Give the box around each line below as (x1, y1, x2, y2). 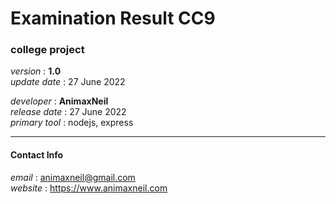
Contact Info (10, 149, 64, 161)
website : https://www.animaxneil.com (10, 182, 168, 194)
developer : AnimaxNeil (10, 95, 109, 107)
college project (10, 43, 85, 57)
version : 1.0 (10, 65, 62, 77)
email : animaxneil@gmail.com (10, 171, 136, 183)
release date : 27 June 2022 (10, 106, 127, 118)
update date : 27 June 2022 (10, 76, 126, 88)
